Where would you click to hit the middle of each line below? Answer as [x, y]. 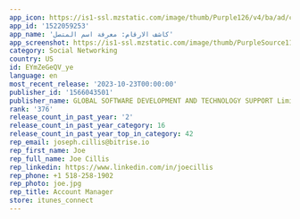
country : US [31, 59]
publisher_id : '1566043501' [62, 92]
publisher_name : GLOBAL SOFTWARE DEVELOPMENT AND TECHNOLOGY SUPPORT [142, 101]
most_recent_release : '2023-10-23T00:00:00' [93, 84]
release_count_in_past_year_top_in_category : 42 [101, 134]
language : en [33, 76]
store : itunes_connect [51, 201]
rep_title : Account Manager [62, 192]
